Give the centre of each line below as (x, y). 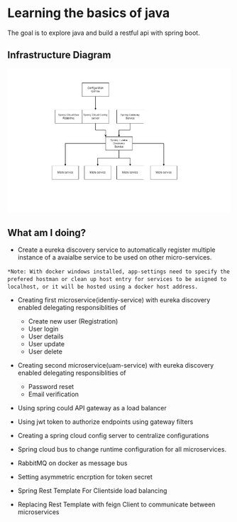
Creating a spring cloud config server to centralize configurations (113, 435)
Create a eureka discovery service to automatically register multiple (116, 250)
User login (43, 329)
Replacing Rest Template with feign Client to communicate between (116, 504)
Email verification (54, 394)
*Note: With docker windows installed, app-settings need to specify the (119, 272)
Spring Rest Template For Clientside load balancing (92, 490)
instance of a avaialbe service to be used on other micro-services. (115, 257)
